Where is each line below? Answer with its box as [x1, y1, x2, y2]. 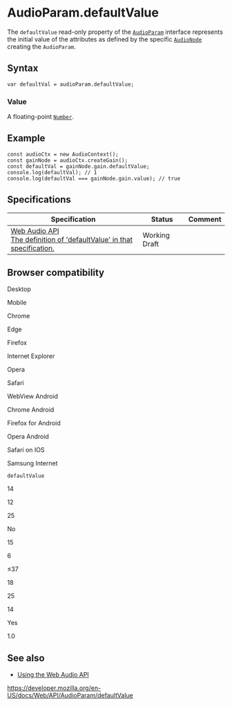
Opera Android [7, 432, 50, 440]
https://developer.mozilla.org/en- [7, 684, 101, 692]
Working [142, 230, 171, 240]
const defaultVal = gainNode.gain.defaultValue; [7, 162, 150, 170]
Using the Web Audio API [17, 671, 90, 679]
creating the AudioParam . [7, 42, 76, 50]
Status [151, 214, 174, 224]
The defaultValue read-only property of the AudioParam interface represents [7, 28, 223, 36]
